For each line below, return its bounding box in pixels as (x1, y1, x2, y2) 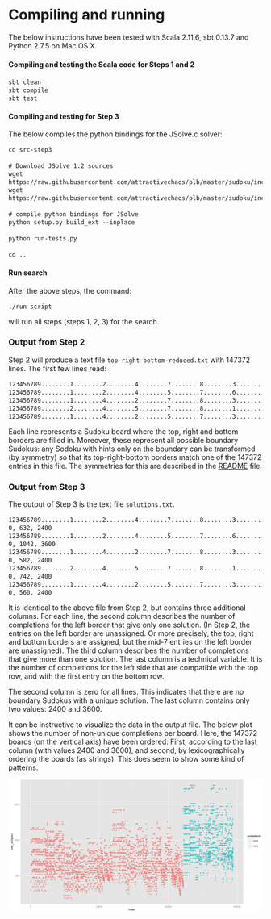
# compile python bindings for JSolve (8, 211, 139, 219)
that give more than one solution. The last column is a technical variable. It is (8, 654, 263, 664)
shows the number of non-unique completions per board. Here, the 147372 (8, 729, 258, 738)
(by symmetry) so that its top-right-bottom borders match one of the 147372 (8, 452, 262, 462)
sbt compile (8, 86, 48, 94)
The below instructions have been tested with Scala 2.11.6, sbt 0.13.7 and (8, 32, 249, 42)
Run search (8, 268, 48, 278)
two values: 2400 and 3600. (8, 704, 102, 714)
